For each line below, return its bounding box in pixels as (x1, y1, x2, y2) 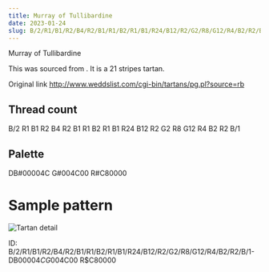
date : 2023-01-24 (8, 19, 66, 27)
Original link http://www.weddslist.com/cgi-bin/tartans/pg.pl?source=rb (8, 79, 245, 89)
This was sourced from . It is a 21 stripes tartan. (8, 64, 166, 74)
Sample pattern (8, 197, 114, 214)
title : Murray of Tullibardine (8, 11, 113, 20)
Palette (8, 147, 45, 161)
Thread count (8, 102, 78, 116)
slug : (8, 26, 26, 34)
